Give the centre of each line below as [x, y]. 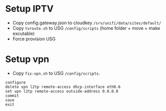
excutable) [23, 33]
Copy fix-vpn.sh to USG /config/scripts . [56, 73]
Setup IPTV [30, 9]
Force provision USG [34, 39]
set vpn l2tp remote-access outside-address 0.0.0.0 [62, 91]
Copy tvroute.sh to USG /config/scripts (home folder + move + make [86, 28]
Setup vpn [27, 59]
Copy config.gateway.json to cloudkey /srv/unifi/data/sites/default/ [87, 23]
